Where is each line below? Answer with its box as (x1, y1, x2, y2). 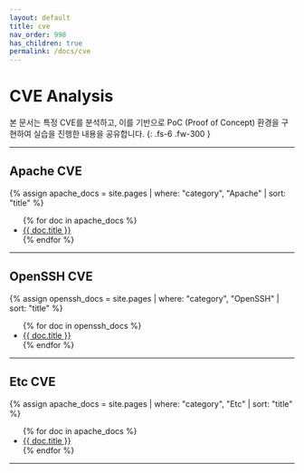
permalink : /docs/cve (9, 47, 91, 56)
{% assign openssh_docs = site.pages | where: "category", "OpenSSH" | (9, 293, 280, 304)
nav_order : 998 (9, 30, 67, 39)
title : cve (9, 22, 51, 31)
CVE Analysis (9, 86, 114, 107)
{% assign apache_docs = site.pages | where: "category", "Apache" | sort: (9, 188, 287, 198)
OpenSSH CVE (9, 269, 93, 285)
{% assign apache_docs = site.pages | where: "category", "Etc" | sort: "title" (9, 398, 293, 409)
